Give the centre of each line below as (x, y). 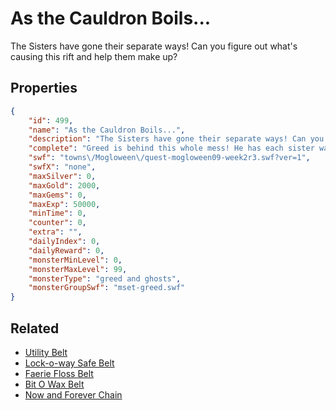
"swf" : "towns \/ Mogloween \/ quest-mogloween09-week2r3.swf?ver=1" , (169, 158)
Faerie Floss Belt (59, 373)
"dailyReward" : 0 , (66, 250)
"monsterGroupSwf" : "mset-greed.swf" (107, 288)
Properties (44, 88)
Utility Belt (46, 352)
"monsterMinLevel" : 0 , (75, 260)
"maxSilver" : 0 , (62, 176)
